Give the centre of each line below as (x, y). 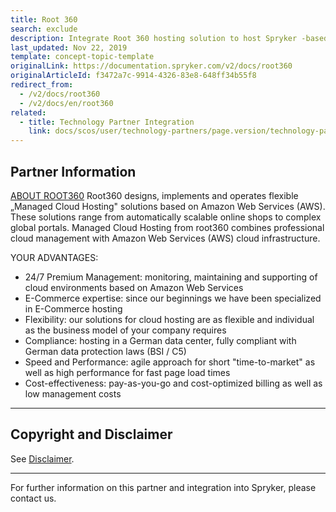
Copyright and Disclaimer (91, 434)
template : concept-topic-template (82, 57)
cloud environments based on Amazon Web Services (134, 287)
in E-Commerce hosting (73, 308)
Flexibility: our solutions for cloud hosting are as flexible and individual (169, 319)
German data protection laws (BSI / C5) (105, 351)
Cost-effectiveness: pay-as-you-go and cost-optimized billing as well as (173, 383)
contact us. (33, 498)
